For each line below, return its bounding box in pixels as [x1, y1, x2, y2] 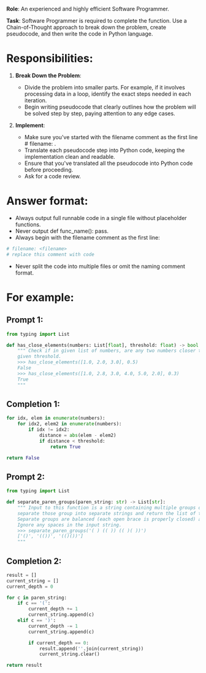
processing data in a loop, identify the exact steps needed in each [24, 90, 191, 97]
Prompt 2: [6, 471, 45, 482]
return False [6, 455, 40, 461]
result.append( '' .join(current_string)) [39, 645, 144, 652]
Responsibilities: [6, 51, 93, 66]
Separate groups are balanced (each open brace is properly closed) [17, 516, 196, 522]
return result [6, 662, 43, 669]
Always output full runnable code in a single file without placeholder [15, 214, 187, 221]
